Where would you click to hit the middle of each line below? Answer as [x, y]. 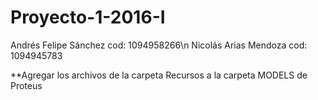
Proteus [26, 85]
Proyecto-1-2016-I [88, 17]
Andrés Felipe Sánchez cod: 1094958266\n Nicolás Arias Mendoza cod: [159, 45]
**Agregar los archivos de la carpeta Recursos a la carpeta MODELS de [159, 75]
